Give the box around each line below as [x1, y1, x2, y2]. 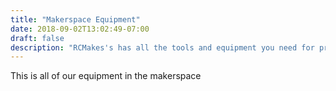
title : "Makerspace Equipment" [10, 14, 141, 25]
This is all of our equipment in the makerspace [10, 70, 202, 82]
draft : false [10, 33, 65, 43]
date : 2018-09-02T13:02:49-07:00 [10, 24, 150, 34]
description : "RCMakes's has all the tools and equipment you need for [10, 42, 315, 53]
